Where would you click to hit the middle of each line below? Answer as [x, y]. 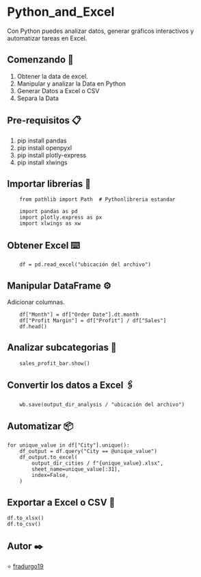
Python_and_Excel [61, 12]
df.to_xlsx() [26, 518]
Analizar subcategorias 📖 [62, 348]
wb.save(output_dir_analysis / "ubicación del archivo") [102, 404]
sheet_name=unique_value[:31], [76, 469]
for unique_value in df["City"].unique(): [68, 445]
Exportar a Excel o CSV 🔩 [61, 502]
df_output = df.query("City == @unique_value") [88, 452]
